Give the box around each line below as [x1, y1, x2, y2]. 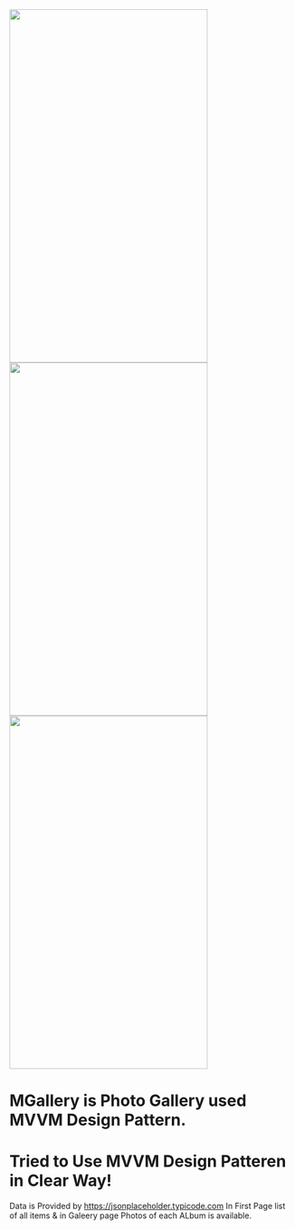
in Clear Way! [9, 1170, 112, 1191]
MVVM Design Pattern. [9, 1110, 186, 1130]
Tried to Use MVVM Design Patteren [9, 1151, 287, 1172]
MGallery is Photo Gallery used [9, 1090, 247, 1111]
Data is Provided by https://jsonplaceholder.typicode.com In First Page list [9, 1201, 286, 1212]
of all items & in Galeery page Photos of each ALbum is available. [9, 1210, 252, 1221]
